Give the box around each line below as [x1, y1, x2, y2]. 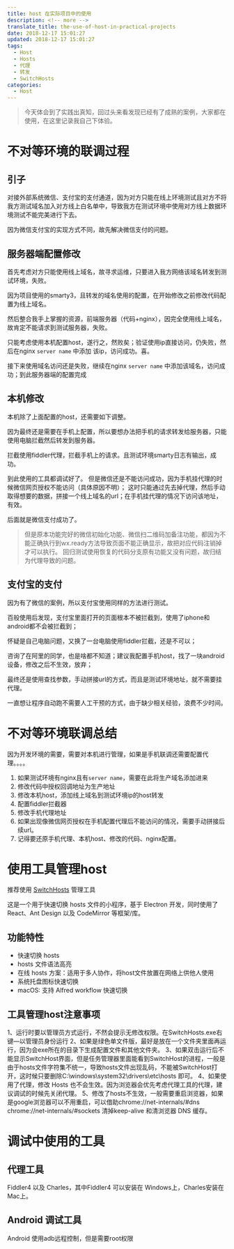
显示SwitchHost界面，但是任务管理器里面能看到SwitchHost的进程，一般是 [13, 1055, 226, 1063]
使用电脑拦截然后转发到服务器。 [7, 436, 99, 444]
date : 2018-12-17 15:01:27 [7, 29, 86, 37]
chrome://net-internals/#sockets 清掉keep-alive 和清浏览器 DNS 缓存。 [7, 1107, 211, 1115]
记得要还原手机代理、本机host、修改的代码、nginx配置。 [17, 834, 180, 843]
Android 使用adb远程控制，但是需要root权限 [7, 1234, 134, 1242]
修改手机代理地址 [17, 808, 67, 816]
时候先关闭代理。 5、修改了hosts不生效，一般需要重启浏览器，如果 [31, 1089, 224, 1098]
